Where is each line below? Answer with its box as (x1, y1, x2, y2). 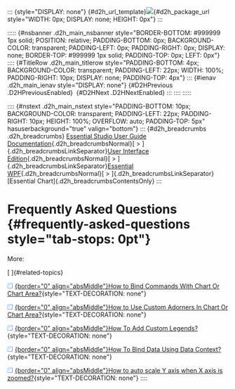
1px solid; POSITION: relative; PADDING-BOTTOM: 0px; (7, 36, 166, 44)
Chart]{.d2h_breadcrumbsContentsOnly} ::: (36, 177, 162, 185)
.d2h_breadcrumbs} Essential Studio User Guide (7, 132, 147, 140)
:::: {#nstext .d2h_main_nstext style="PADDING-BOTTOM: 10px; (7, 102, 192, 110)
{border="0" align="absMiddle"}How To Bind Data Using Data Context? (15, 345, 222, 353)
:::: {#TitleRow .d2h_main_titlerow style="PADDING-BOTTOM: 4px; (7, 58, 200, 67)
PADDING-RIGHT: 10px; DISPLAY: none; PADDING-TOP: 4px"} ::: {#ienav (7, 74, 216, 82)
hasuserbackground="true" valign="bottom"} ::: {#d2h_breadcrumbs (7, 125, 207, 133)
